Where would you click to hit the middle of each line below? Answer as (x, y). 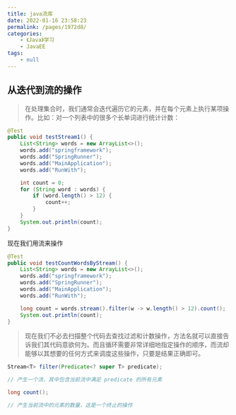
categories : (25, 34)
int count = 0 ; (42, 183)
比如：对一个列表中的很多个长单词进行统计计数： (108, 117)
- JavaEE (33, 47)
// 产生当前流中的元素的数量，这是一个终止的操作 (70, 405)
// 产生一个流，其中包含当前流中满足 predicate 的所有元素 (85, 380)
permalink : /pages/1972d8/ (47, 27)
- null (30, 60)
